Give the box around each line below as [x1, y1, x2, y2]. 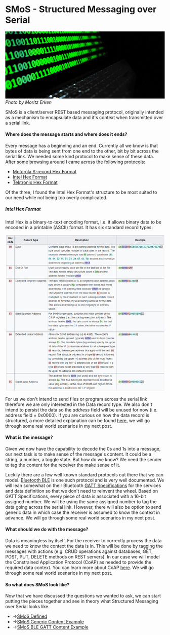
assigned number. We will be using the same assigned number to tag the [5, 498, 157, 505]
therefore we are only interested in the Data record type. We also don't [5, 401, 153, 407]
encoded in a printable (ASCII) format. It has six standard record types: [5, 224, 153, 230]
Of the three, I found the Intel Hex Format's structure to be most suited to [5, 189, 158, 195]
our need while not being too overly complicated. [5, 194, 108, 201]
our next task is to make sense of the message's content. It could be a [5, 451, 152, 457]
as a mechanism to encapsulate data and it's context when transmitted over [5, 114, 163, 120]
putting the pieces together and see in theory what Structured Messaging [5, 598, 158, 604]
